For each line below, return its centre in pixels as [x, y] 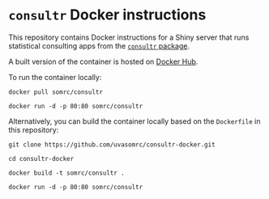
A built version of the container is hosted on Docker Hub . [103, 61]
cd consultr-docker [41, 159]
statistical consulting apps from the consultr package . [99, 45]
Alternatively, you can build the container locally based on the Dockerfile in [134, 121]
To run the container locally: [55, 77]
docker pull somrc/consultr [56, 92]
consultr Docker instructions [107, 15]
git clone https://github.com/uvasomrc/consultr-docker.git [112, 144]
